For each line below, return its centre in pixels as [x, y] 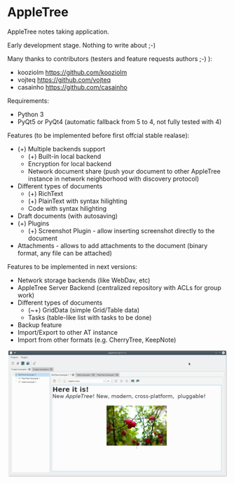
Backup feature [40, 325]
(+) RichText [46, 193]
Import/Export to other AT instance [67, 332]
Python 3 [30, 114]
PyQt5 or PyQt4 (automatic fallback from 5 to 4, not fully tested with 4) [119, 122]
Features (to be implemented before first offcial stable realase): [98, 135]
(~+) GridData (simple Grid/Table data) [84, 310]
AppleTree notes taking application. [58, 32]
